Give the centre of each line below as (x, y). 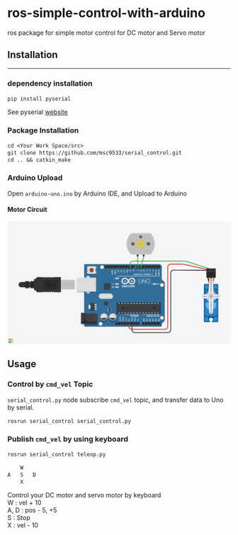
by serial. (21, 407)
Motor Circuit (27, 210)
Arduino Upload (35, 178)
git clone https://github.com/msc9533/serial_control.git (95, 153)
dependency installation (50, 83)
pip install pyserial (39, 99)
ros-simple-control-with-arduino (106, 13)
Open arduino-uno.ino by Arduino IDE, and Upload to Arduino (97, 193)
